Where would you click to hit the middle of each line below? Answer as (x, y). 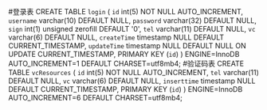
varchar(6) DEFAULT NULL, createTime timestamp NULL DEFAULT (116, 37)
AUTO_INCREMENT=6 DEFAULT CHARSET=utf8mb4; (96, 98)
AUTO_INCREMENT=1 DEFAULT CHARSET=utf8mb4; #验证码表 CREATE (126, 63)
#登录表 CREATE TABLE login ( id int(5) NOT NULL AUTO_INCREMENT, (126, 11)
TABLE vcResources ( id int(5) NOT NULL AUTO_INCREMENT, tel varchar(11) (133, 72)
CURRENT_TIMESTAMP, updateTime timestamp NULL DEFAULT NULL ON (127, 46)
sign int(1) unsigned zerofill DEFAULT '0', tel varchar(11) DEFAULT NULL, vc (132, 29)
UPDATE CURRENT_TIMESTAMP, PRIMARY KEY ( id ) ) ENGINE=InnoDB (124, 54)
